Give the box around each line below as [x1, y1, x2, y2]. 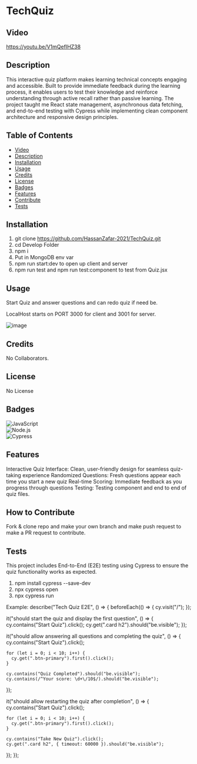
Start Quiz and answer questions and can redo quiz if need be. [6, 299, 158, 306]
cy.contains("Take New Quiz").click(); [6, 736, 104, 742]
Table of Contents [6, 131, 74, 141]
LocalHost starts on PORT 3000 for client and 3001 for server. [6, 310, 156, 317]
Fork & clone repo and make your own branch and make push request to [6, 523, 181, 530]
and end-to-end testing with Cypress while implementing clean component [6, 107, 188, 114]
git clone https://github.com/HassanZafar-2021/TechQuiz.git [14, 235, 161, 242]
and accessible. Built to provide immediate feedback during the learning [6, 82, 181, 89]
